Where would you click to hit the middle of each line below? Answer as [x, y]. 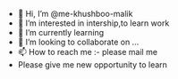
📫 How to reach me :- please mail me [88, 52]
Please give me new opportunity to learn [93, 65]
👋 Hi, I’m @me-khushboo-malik [75, 14]
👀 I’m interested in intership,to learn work [93, 23]
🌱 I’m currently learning [61, 32]
